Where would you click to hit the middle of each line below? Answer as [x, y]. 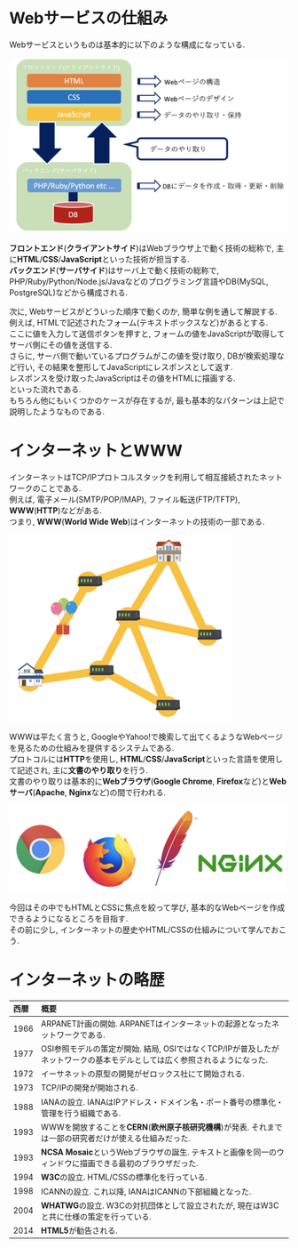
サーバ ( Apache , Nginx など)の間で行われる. [88, 793]
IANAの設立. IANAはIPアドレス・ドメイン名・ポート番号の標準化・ [162, 1102]
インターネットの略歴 [87, 980]
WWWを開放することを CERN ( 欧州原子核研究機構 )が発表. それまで [162, 1127]
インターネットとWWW [96, 451]
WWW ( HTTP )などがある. [55, 511]
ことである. [60, 488]
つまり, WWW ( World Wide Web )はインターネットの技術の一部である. [137, 522]
